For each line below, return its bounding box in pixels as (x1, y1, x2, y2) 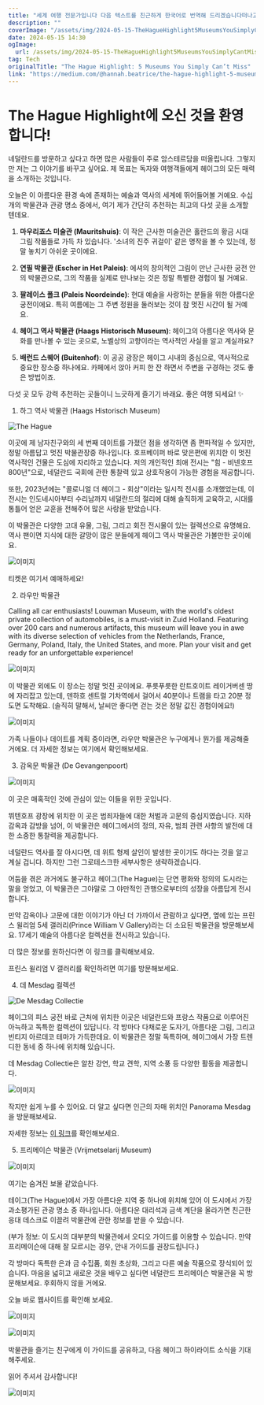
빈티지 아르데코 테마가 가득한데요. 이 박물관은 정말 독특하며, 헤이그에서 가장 (8, 1032, 239, 1041)
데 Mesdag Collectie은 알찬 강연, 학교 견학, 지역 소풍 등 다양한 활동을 (8, 1058, 222, 1068)
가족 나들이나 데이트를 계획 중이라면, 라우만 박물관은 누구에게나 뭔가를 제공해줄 (8, 734, 250, 743)
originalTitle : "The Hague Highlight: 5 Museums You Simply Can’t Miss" (8, 63, 251, 71)
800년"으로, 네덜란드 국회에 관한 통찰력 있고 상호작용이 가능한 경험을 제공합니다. (8, 467, 255, 476)
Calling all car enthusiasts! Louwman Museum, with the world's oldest (8, 606, 234, 615)
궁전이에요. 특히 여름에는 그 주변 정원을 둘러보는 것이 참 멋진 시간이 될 (19, 299, 233, 309)
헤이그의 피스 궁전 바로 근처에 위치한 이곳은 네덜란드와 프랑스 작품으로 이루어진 (8, 1012, 250, 1021)
